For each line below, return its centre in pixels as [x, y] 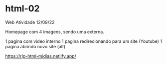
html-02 [22, 9]
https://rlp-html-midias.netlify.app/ [41, 56]
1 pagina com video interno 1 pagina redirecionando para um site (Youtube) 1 [84, 41]
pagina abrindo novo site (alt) [35, 46]
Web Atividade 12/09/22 [30, 22]
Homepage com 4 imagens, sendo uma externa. [55, 32]
